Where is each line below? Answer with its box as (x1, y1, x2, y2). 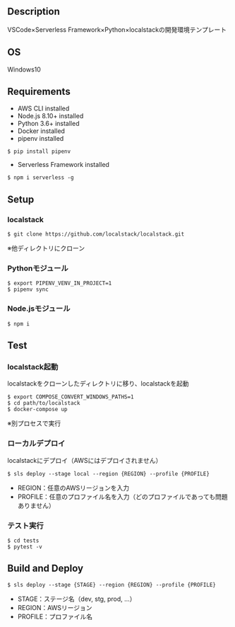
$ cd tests (7, 537, 40, 544)
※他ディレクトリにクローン (7, 244, 85, 253)
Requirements (7, 86, 71, 98)
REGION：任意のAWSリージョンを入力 (17, 483, 130, 492)
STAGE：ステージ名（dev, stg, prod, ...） (17, 594, 136, 603)
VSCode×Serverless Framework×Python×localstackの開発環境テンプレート (7, 25, 227, 34)
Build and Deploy (7, 563, 83, 575)
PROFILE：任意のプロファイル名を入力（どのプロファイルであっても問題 (17, 492, 228, 501)
